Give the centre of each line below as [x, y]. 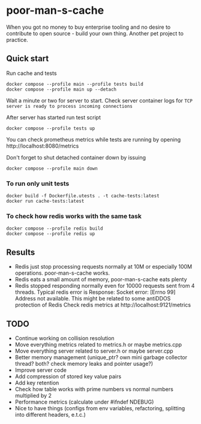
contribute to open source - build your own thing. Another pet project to [95, 33]
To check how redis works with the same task [74, 216]
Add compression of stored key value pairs [68, 376]
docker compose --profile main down [52, 169]
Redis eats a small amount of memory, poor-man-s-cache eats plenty [101, 279]
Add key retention [37, 383]
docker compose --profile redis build [55, 228]
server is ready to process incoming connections [70, 106]
